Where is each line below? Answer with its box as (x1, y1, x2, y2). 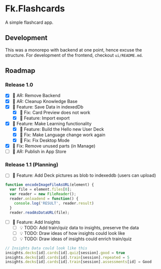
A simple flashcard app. (5, 19, 54, 25)
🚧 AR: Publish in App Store (12, 149, 67, 155)
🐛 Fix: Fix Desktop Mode (19, 137, 70, 143)
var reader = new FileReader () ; (9, 192, 77, 197)
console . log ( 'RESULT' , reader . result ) (14, 201, 94, 206)
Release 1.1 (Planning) (5, 161, 58, 168)
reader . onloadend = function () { (9, 196, 79, 201)
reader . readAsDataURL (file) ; (9, 210, 70, 215)
